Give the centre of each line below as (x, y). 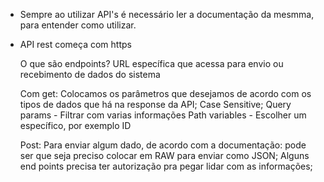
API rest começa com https (75, 44)
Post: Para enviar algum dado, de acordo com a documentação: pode (163, 145)
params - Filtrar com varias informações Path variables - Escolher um (163, 115)
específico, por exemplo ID (75, 125)
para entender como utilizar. (78, 25)
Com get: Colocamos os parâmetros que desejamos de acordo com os (165, 93)
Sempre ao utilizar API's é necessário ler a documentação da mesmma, (167, 14)
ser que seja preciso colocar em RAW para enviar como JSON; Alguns (164, 155)
